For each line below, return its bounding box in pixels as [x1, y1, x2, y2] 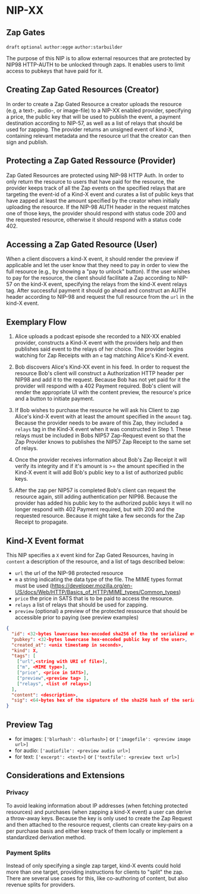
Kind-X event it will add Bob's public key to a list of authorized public [14, 469, 183, 476]
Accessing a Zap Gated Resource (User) [6, 240, 158, 250]
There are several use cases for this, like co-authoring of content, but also [6, 874, 188, 881]
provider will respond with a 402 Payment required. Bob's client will [14, 382, 181, 389]
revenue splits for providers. [6, 881, 76, 888]
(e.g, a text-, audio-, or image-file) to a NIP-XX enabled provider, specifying [6, 107, 192, 114]
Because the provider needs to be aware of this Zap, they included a [14, 419, 183, 426]
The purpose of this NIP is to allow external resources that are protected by [6, 55, 191, 61]
